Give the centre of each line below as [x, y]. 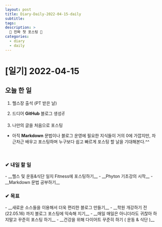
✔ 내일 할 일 [18, 164]
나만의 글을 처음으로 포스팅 [37, 125]
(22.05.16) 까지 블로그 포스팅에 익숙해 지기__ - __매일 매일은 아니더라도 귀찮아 [79, 213]
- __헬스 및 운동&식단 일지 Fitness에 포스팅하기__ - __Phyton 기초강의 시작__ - [79, 176]
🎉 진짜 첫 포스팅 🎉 [26, 32]
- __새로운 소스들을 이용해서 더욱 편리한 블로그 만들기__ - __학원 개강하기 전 [76, 208]
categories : [17, 37]
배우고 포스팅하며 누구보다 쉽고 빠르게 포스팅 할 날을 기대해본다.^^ [87, 142]
